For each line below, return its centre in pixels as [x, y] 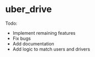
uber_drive [29, 9]
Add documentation [33, 43]
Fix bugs [22, 38]
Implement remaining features [44, 33]
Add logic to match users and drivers [51, 49]
